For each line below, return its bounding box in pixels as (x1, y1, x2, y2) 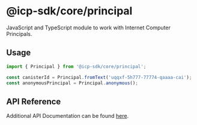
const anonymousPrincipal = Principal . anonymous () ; (6, 80, 138, 86)
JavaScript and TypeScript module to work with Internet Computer (6, 24, 171, 31)
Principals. (6, 30, 32, 37)
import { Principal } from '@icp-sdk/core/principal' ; (6, 63, 147, 69)
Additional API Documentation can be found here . (6, 112, 129, 120)
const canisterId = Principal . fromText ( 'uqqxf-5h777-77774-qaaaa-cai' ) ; (6, 74, 192, 80)
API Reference (6, 96, 61, 106)
